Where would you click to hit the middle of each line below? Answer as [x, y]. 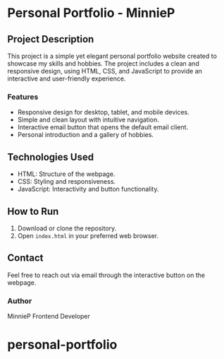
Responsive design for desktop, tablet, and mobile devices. [103, 112]
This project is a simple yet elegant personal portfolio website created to [112, 56]
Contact [25, 258]
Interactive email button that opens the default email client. [103, 127]
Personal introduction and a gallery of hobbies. [85, 135]
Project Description [51, 39]
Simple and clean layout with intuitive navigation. [88, 120]
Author [20, 300]
